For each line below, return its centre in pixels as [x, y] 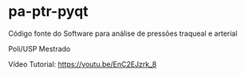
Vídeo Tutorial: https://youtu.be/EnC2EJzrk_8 [83, 64]
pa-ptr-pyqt [49, 12]
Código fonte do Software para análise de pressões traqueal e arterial [123, 33]
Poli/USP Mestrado [40, 48]
